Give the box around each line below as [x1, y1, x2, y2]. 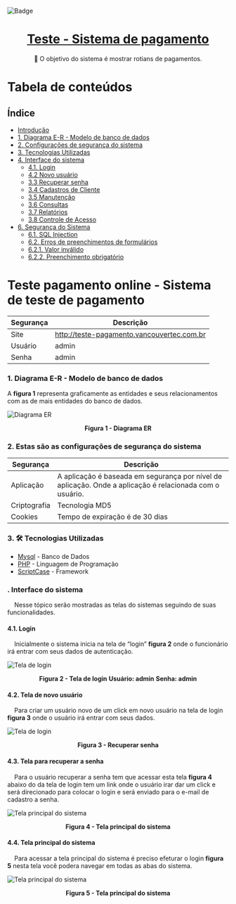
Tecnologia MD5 [57, 501, 112, 510]
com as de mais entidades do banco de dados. [7, 397, 143, 406]
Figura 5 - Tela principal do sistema [65, 889, 171, 897]
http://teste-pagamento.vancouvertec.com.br [55, 329, 206, 339]
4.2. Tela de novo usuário [7, 690, 83, 699]
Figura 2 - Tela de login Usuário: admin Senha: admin [39, 675, 197, 683]
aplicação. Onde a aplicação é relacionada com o [57, 480, 220, 490]
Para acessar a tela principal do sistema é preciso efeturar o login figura [13, 854, 224, 863]
